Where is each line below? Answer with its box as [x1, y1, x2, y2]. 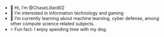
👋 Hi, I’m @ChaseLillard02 [10, 5, 65, 10]
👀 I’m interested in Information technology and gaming [10, 10, 124, 16]
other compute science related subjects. [10, 20, 95, 26]
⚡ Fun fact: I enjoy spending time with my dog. [10, 26, 108, 32]
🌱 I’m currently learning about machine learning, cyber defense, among [10, 15, 159, 21]
